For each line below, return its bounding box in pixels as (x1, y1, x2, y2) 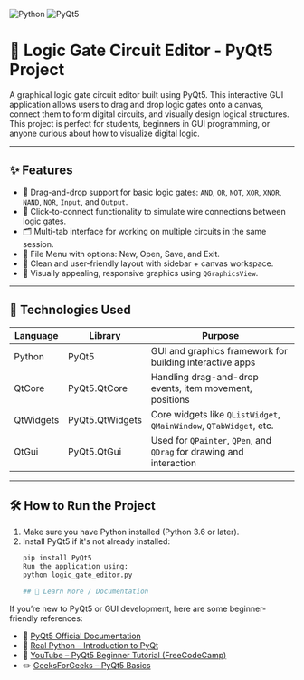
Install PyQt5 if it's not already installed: (22, 536, 170, 547)
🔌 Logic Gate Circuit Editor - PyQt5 (9, 41, 273, 61)
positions (150, 393, 190, 406)
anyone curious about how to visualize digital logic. (9, 128, 201, 139)
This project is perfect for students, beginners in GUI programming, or (9, 118, 271, 129)
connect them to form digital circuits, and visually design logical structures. (9, 109, 290, 120)
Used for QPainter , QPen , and (150, 434, 271, 446)
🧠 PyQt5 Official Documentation (22, 630, 142, 641)
